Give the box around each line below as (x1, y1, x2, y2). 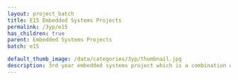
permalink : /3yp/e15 (7, 23, 69, 30)
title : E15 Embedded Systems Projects (7, 17, 122, 24)
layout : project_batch (7, 10, 74, 18)
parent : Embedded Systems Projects (7, 36, 113, 44)
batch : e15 (7, 43, 40, 50)
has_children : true (7, 29, 65, 37)
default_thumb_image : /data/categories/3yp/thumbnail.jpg (7, 55, 182, 63)
